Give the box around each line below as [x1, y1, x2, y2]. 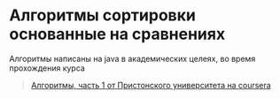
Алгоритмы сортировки [9, 5, 197, 26]
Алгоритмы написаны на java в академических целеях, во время [9, 53, 256, 64]
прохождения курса [9, 63, 86, 73]
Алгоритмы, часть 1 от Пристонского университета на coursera [30, 80, 272, 90]
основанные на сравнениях [9, 24, 226, 44]
